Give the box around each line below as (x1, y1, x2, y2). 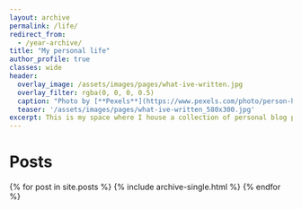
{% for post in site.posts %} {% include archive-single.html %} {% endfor (9, 181, 281, 193)
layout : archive (9, 13, 70, 22)
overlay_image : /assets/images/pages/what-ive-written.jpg (17, 80, 244, 89)
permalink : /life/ (9, 22, 78, 30)
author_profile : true (9, 55, 91, 64)
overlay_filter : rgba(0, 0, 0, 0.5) (17, 88, 155, 97)
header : (9, 72, 39, 81)
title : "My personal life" (9, 47, 111, 56)
